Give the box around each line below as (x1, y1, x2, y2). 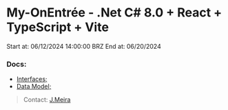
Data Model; (16, 82, 52, 91)
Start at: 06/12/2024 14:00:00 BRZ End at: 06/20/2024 (6, 42, 161, 50)
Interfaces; (16, 75, 48, 83)
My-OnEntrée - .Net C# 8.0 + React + (6, 5, 222, 21)
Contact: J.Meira (23, 96, 71, 104)
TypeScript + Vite (6, 19, 110, 35)
